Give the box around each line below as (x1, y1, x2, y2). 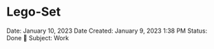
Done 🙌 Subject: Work (6, 33, 69, 42)
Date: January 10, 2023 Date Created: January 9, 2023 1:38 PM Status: (6, 27, 208, 35)
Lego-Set (6, 4, 61, 20)
